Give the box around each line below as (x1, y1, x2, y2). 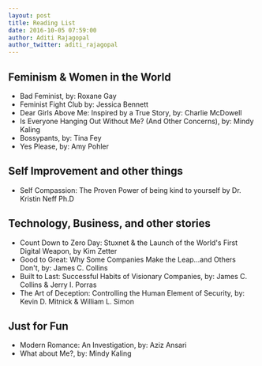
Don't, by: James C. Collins (19, 262, 108, 273)
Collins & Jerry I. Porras (19, 280, 97, 289)
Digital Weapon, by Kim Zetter (19, 246, 118, 255)
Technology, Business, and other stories (8, 217, 211, 230)
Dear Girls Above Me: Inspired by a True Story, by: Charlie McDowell (19, 108, 242, 117)
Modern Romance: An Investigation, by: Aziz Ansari (19, 341, 187, 350)
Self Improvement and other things (8, 164, 184, 178)
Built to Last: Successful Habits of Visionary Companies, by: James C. (19, 271, 248, 281)
